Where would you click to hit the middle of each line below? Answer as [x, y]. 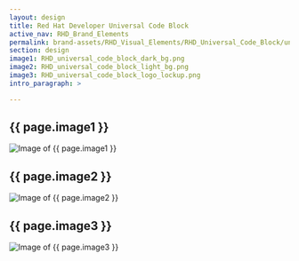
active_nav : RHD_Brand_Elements [69, 34]
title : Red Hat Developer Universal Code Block [99, 26]
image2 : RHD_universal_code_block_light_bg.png [99, 67]
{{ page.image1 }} [59, 127]
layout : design [37, 17]
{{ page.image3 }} [61, 226]
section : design [39, 51]
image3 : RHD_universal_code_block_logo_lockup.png [105, 75]
